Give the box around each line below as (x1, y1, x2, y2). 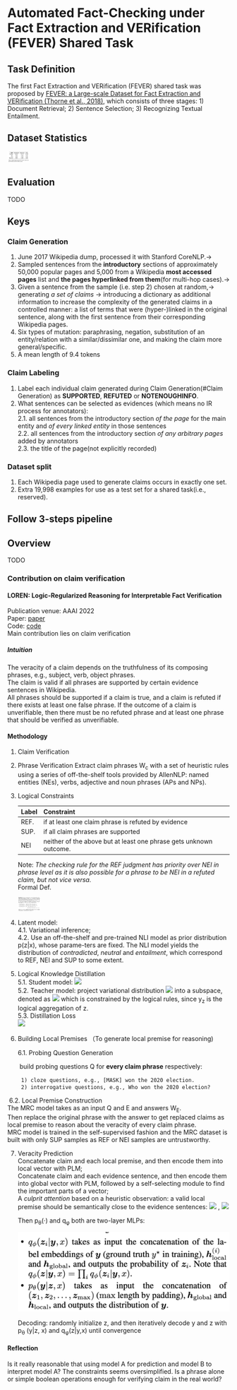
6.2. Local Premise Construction (8, 1096, 102, 1105)
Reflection (7, 1344, 39, 1353)
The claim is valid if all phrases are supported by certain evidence (7, 678, 199, 687)
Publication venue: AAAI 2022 (7, 607, 95, 615)
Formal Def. (17, 883, 51, 891)
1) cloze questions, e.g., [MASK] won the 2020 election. (20, 1077, 195, 1084)
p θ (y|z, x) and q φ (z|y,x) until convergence (17, 1326, 142, 1336)
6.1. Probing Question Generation (17, 1049, 114, 1057)
